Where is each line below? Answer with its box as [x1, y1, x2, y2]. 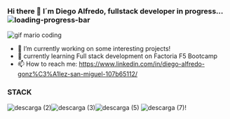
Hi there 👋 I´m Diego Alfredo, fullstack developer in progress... [7, 6, 223, 16]
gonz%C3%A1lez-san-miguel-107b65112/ [17, 70, 138, 78]
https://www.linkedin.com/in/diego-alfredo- [79, 59, 205, 69]
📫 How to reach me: [17, 59, 78, 69]
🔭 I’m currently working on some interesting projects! [17, 45, 171, 53]
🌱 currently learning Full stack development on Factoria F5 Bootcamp [17, 52, 218, 60]
